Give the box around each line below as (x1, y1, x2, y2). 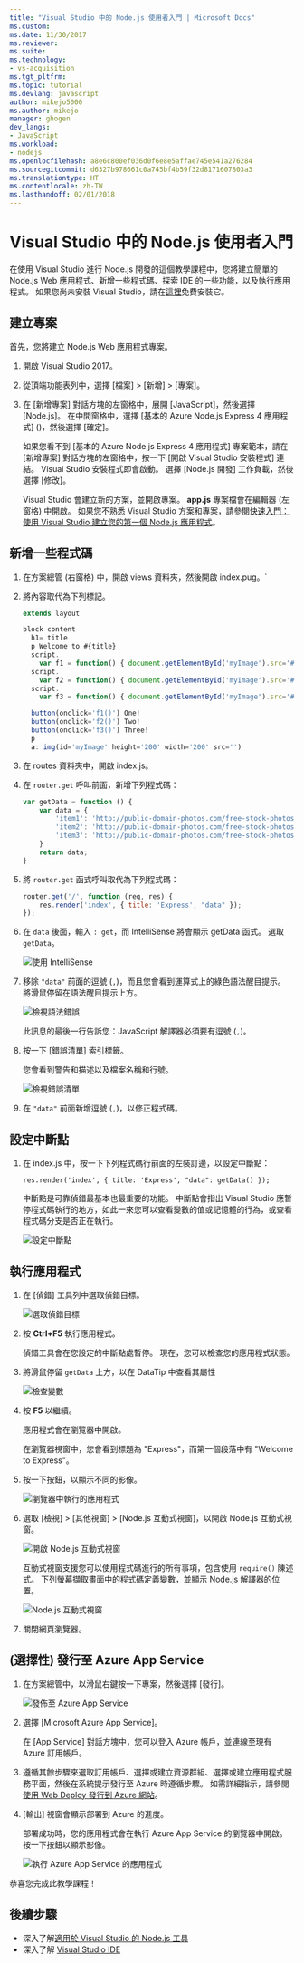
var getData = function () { (22, 797, 133, 806)
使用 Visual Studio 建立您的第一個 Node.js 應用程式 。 (22, 516, 221, 527)
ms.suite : (9, 47, 47, 56)
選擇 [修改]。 (22, 475, 71, 486)
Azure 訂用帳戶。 (22, 1747, 88, 1758)
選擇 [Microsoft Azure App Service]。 (22, 1717, 163, 1727)
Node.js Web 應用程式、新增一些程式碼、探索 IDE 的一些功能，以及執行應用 (9, 274, 291, 285)
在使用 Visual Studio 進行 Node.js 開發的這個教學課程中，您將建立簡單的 (9, 264, 279, 274)
